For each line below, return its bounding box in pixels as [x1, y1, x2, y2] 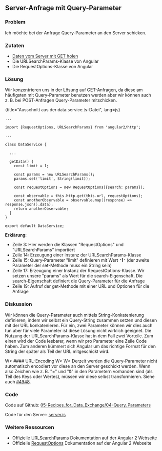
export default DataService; [5, 224, 64, 228]
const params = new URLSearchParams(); [14, 172, 95, 177]
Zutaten [5, 42, 24, 49]
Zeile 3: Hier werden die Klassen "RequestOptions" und [12, 242, 124, 248]
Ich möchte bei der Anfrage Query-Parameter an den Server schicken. [5, 29, 146, 36]
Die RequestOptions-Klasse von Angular [12, 63, 94, 69]
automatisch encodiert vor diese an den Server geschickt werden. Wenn [5, 363, 151, 369]
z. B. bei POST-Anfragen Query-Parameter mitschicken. [5, 98, 117, 103]
